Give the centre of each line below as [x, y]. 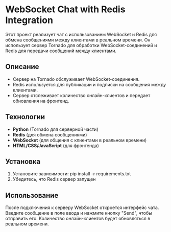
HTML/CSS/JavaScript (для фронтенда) [56, 145]
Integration [29, 20]
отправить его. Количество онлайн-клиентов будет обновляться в [78, 219]
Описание [22, 67]
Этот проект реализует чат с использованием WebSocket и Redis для [81, 34]
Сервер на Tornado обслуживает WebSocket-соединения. [76, 79]
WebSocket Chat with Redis [65, 9]
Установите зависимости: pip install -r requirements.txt [72, 174]
